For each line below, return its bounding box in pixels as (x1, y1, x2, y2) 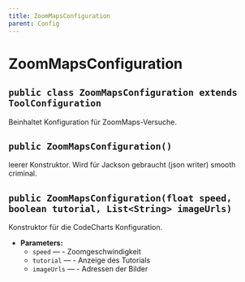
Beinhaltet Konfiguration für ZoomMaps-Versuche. (8, 117, 177, 127)
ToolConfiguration (8, 98, 101, 110)
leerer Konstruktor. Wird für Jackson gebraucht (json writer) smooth (8, 160, 236, 170)
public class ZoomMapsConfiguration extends (8, 87, 238, 98)
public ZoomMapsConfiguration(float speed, (8, 192, 233, 204)
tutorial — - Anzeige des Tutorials (32, 255, 151, 265)
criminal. (8, 168, 38, 179)
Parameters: (19, 238, 63, 248)
